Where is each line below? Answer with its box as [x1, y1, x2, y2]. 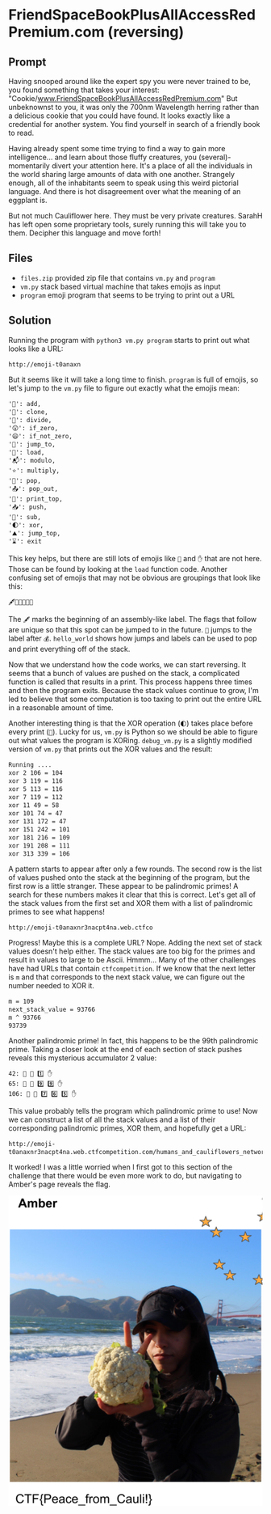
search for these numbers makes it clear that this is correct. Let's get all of [8, 890, 256, 899]
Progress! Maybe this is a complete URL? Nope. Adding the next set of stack [8, 937, 262, 947]
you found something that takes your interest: [8, 85, 160, 95]
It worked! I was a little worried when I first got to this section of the [8, 1162, 232, 1172]
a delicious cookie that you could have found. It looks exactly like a [8, 111, 231, 121]
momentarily [8, 161, 50, 171]
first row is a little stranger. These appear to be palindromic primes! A [8, 881, 239, 890]
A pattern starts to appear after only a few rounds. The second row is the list [8, 864, 262, 873]
